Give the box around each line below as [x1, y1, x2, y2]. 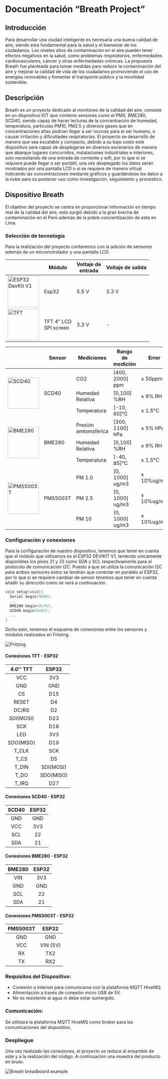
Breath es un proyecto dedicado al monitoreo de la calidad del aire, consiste [5, 107, 162, 113]
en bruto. [5, 1059, 24, 1065]
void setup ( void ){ [5, 589, 43, 595]
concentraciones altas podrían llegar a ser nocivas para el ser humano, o [5, 128, 155, 134]
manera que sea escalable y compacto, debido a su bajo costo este [5, 139, 144, 145]
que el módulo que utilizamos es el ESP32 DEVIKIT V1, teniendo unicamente [5, 553, 161, 559]
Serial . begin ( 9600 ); [9, 594, 52, 599]
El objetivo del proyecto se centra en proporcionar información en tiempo [5, 204, 156, 210]
